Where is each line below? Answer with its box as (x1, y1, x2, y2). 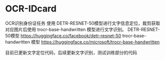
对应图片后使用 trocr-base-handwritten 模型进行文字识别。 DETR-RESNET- (5, 26, 160, 32)
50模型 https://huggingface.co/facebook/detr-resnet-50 (5, 32, 121, 38)
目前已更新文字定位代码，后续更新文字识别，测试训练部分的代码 (5, 49, 137, 55)
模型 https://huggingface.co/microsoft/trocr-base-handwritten (31, 38, 160, 45)
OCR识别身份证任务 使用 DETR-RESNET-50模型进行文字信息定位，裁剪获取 (5, 20, 160, 26)
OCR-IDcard (5, 3, 57, 14)
